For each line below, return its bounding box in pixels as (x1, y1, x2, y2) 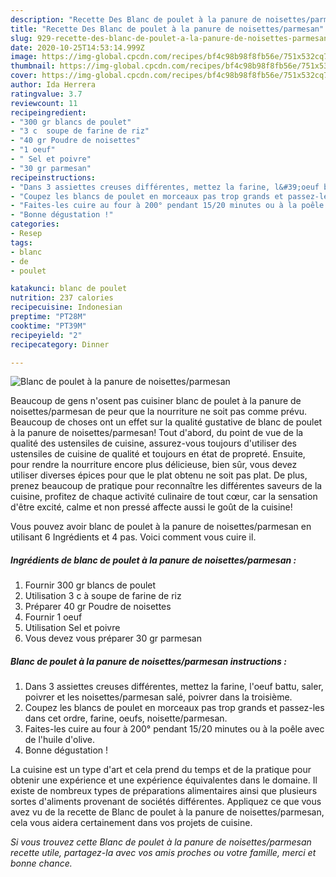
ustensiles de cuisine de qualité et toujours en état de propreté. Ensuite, (10, 448, 306, 460)
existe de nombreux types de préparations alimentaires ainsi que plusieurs (10, 785, 318, 797)
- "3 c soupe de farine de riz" (10, 126, 150, 136)
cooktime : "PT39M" (10, 321, 87, 331)
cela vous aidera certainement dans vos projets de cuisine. (10, 817, 253, 829)
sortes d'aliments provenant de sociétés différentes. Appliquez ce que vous (10, 796, 322, 808)
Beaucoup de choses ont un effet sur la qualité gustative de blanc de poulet (10, 416, 323, 428)
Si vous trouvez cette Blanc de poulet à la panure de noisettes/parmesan (10, 836, 312, 848)
